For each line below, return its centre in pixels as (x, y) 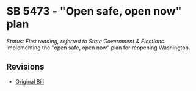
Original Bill (30, 81)
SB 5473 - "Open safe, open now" (94, 11)
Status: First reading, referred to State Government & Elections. (86, 41)
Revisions (25, 67)
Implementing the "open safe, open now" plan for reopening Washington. (98, 48)
